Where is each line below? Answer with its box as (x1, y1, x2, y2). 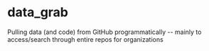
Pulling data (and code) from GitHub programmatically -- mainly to (7, 28, 202, 36)
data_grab (7, 4, 69, 21)
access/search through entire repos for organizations (7, 35, 164, 43)
